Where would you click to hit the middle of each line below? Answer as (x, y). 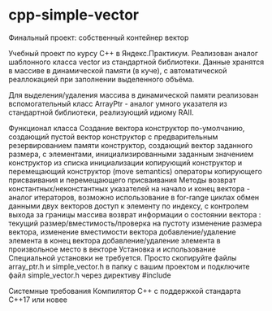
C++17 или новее (38, 300)
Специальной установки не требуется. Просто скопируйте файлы (123, 257)
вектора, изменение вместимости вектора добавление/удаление (123, 232)
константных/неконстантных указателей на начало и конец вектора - (129, 188)
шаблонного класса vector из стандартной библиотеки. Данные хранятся (136, 62)
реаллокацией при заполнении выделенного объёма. (101, 79)
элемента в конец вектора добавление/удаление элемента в (114, 240)
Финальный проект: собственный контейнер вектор (99, 37)
